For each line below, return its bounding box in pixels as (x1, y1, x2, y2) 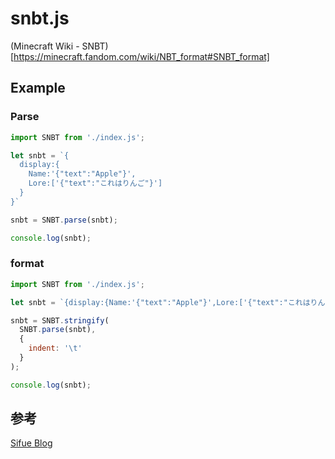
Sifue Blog (10, 437, 53, 449)
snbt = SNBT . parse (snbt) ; (10, 215, 118, 225)
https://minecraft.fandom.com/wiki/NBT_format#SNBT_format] (13, 50, 270, 62)
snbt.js (10, 7, 70, 30)
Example (10, 80, 66, 97)
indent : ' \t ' (28, 343, 83, 354)
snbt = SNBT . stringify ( (10, 315, 110, 326)
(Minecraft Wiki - (10, 40, 80, 52)
